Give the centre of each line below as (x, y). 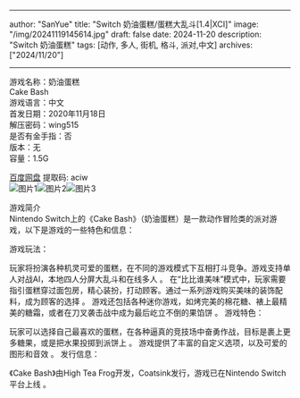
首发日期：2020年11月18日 (58, 114)
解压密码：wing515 (44, 125)
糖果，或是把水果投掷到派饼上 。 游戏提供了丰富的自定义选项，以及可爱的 (152, 343)
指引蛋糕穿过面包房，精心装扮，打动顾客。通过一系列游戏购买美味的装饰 (142, 290)
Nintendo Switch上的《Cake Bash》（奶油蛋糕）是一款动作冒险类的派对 (139, 219)
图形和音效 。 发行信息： (54, 354)
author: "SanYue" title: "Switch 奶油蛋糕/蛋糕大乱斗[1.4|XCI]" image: (134, 24)
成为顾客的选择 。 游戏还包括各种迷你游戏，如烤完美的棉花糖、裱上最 (152, 301)
